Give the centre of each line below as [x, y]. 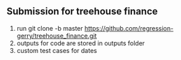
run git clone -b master [50, 28]
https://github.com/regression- [129, 28]
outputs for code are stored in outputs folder [81, 43]
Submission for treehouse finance [82, 12]
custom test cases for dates [57, 50]
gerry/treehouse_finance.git [57, 36]
